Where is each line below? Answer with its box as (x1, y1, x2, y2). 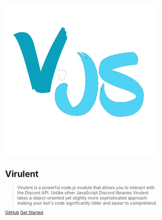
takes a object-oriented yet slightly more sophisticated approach (17, 195, 147, 201)
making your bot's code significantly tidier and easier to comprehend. (17, 200, 157, 206)
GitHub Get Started (5, 209, 43, 215)
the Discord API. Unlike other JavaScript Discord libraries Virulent (17, 189, 149, 196)
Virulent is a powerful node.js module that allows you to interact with (17, 184, 155, 190)
